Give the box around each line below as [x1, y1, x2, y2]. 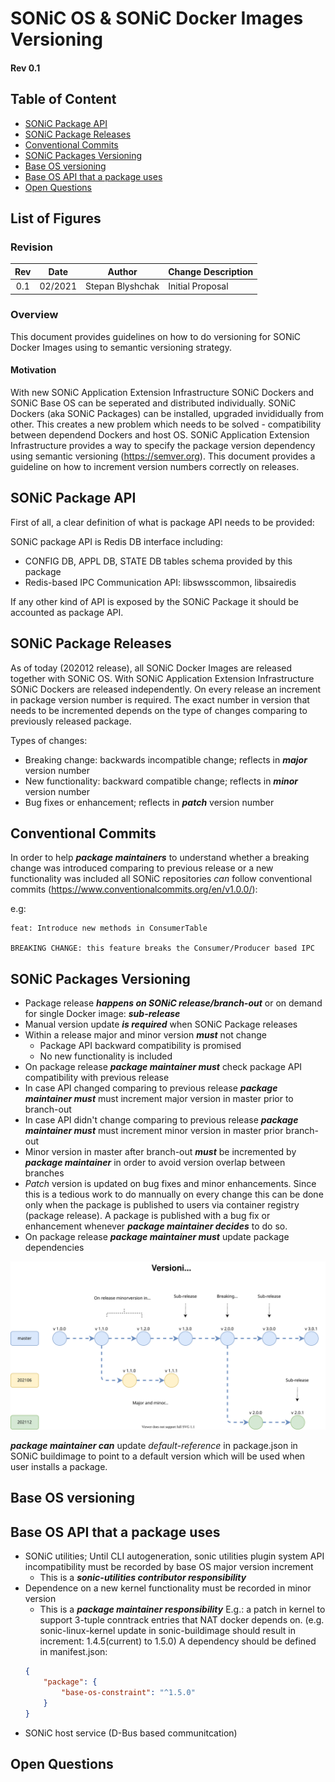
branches [24, 1167, 65, 1179]
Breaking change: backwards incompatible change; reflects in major [24, 753, 308, 766]
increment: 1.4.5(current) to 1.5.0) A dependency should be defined [39, 1635, 317, 1647]
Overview [10, 308, 59, 322]
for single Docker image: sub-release [24, 1008, 181, 1020]
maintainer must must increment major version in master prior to [24, 1093, 294, 1105]
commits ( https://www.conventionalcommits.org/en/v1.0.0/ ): [10, 883, 258, 896]
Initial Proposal [168, 280, 229, 292]
